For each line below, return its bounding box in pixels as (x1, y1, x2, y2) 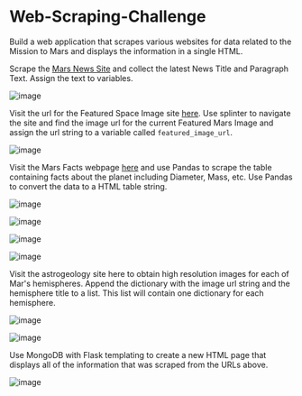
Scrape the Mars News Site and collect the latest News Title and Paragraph (9, 63, 289, 74)
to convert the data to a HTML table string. (9, 180, 168, 191)
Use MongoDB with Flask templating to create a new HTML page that (9, 349, 267, 360)
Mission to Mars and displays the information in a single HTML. (9, 45, 243, 56)
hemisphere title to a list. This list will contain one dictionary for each (9, 287, 264, 299)
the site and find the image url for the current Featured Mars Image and (9, 117, 274, 128)
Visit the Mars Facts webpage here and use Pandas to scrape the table (9, 161, 272, 172)
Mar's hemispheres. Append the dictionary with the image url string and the (9, 278, 290, 289)
